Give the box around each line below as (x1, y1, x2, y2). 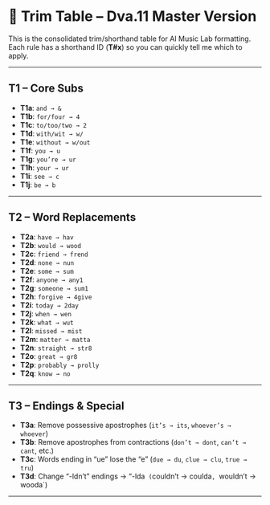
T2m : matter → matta (19, 334, 91, 344)
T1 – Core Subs (8, 82, 84, 96)
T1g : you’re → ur (19, 154, 76, 164)
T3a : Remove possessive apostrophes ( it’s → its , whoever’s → (19, 421, 231, 430)
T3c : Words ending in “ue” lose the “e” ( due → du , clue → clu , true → (19, 454, 247, 464)
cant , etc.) (19, 446, 55, 456)
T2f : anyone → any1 (19, 275, 84, 284)
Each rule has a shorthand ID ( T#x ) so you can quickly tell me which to (8, 42, 243, 51)
